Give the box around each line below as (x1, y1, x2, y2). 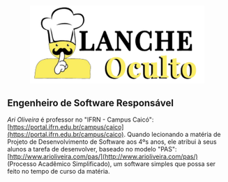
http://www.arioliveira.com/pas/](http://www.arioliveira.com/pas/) (9, 152, 199, 160)
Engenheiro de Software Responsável (7, 97, 174, 109)
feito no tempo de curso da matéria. (7, 167, 110, 175)
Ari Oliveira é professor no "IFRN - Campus (7, 115, 131, 124)
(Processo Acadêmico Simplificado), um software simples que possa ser (7, 159, 216, 168)
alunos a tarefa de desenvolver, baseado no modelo (7, 144, 157, 153)
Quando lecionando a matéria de (127, 130, 221, 138)
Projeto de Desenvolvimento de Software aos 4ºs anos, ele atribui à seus (7, 138, 218, 146)
